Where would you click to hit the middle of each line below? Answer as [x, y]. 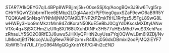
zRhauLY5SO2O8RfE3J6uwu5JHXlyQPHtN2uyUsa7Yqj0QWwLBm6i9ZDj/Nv [84, 34]
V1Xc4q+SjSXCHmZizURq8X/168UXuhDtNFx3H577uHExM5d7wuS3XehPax [84, 29]
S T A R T [12, 7]
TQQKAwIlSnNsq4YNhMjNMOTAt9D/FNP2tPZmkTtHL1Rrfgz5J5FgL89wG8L [84, 18]
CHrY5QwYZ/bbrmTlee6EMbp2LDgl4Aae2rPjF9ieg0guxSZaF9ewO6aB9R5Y [84, 13]
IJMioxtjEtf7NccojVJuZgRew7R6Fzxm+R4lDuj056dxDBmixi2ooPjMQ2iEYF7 [83, 39]
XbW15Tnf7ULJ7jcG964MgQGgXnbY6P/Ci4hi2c [55, 45]
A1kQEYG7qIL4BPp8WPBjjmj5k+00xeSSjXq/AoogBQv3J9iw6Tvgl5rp [91, 7]
